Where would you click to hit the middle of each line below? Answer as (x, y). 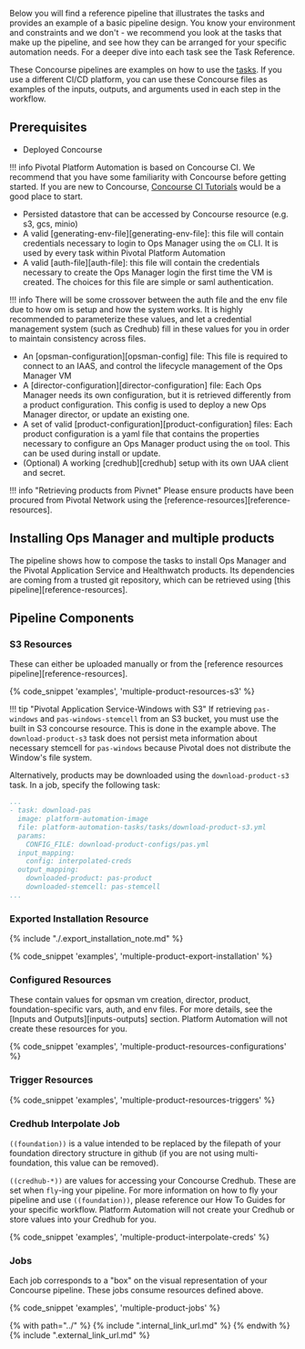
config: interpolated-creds (79, 861)
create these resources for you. (68, 1029)
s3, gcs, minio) (51, 224)
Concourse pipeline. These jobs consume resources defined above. (137, 1291)
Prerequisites (48, 127)
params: (32, 836)
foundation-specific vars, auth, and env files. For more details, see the (141, 1009)
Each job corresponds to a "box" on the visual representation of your (138, 1280)
